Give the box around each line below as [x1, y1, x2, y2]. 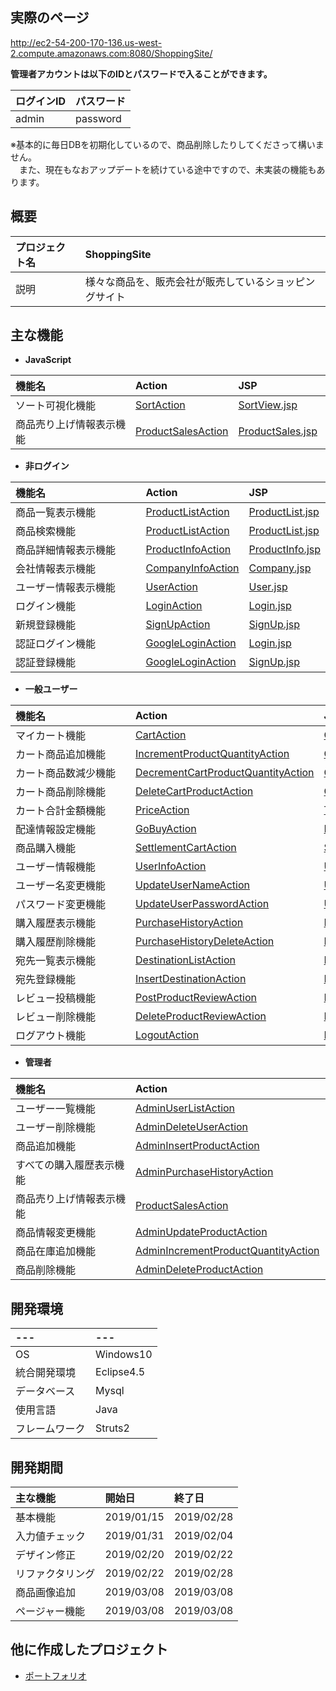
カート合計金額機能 [15, 804, 107, 818]
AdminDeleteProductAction [135, 1263, 264, 1277]
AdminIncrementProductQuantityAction [135, 1244, 320, 1258]
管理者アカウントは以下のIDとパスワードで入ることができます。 [10, 68, 273, 80]
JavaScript [24, 354, 72, 366]
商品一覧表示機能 [15, 506, 97, 520]
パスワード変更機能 [15, 898, 107, 912]
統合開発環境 [15, 1366, 77, 1380]
